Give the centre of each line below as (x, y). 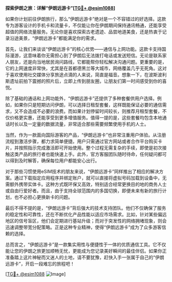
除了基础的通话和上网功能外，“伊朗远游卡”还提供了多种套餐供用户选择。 (81, 98)
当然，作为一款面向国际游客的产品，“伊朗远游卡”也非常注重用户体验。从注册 (86, 135)
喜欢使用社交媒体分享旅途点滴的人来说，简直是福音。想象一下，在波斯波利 (88, 75)
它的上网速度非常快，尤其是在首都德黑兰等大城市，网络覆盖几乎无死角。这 (84, 68)
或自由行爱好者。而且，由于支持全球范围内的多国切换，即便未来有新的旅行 (84, 191)
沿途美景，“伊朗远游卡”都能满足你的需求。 (54, 38)
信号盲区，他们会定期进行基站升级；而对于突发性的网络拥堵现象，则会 (93, 221)
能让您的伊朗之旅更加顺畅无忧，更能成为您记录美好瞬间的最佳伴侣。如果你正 (86, 251)
